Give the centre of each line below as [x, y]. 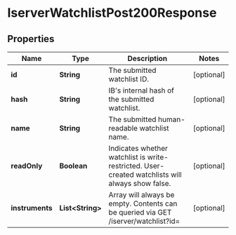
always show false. [140, 183]
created [122, 175]
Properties [31, 39]
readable [123, 128]
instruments [32, 208]
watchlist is [127, 157]
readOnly [27, 166]
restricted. [125, 166]
